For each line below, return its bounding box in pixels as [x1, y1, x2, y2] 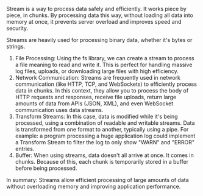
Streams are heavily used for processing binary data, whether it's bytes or [6, 37, 193, 43]
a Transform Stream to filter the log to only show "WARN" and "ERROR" [15, 139, 195, 145]
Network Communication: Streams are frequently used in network [15, 74, 181, 81]
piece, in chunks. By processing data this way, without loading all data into [6, 12, 194, 19]
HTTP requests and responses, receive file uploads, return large [15, 94, 177, 100]
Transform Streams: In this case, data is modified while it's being [15, 113, 178, 120]
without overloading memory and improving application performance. [6, 183, 181, 190]
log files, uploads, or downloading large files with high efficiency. [15, 68, 179, 75]
